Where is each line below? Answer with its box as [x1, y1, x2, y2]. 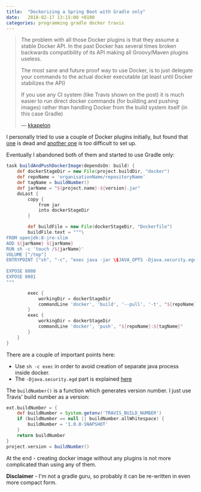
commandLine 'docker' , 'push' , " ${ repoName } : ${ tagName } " [38, 323, 184, 329]
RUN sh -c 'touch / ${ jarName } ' [6, 246, 84, 252]
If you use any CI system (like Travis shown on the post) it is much [20, 91, 184, 99]
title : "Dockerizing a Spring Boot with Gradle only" [6, 8, 146, 15]
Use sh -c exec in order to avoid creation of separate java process [14, 362, 179, 369]
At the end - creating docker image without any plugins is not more [6, 454, 172, 462]
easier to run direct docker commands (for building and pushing [20, 97, 179, 105]
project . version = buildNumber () [6, 444, 90, 450]
